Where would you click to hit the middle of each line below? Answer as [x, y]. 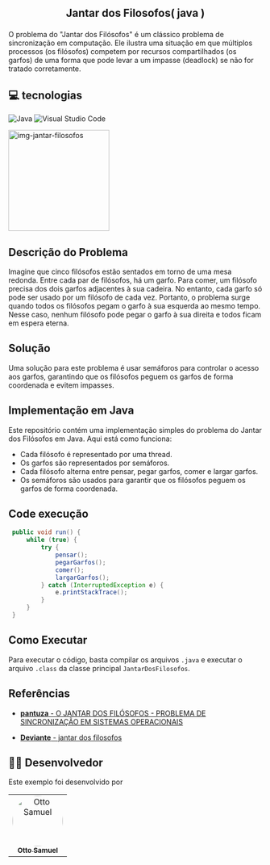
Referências [39, 694]
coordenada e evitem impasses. [61, 385]
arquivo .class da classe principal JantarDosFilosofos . [100, 668]
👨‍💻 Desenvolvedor [56, 762]
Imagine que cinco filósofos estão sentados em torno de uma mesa [120, 272]
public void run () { [46, 532]
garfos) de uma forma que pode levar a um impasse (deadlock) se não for [131, 61]
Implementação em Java [71, 411]
